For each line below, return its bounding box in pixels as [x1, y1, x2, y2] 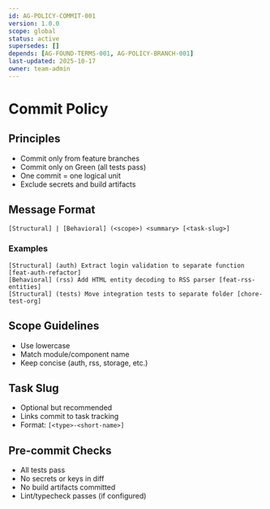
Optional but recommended [19, 403, 113, 412]
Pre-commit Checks [8, 443, 112, 457]
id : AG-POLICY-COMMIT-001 [8, 11, 96, 20]
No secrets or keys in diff [19, 474, 105, 484]
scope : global [8, 27, 57, 35]
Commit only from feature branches [19, 153, 140, 163]
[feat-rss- [218, 275, 255, 284]
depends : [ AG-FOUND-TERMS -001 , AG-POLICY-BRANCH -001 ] [8, 50, 195, 58]
